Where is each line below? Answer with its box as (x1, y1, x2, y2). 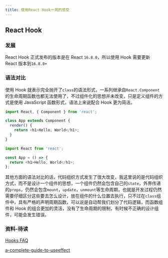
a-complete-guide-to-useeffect (5, 247, 70, 253)
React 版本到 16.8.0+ (5, 61, 47, 67)
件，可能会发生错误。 (5, 212, 49, 218)
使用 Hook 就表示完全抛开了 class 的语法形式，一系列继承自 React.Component (5, 86, 160, 93)
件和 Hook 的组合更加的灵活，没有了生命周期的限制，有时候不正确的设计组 (5, 205, 159, 211)
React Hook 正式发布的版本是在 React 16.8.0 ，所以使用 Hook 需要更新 (5, 54, 150, 60)
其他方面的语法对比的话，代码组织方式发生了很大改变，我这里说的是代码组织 (5, 174, 163, 180)
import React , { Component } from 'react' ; (5, 109, 97, 114)
